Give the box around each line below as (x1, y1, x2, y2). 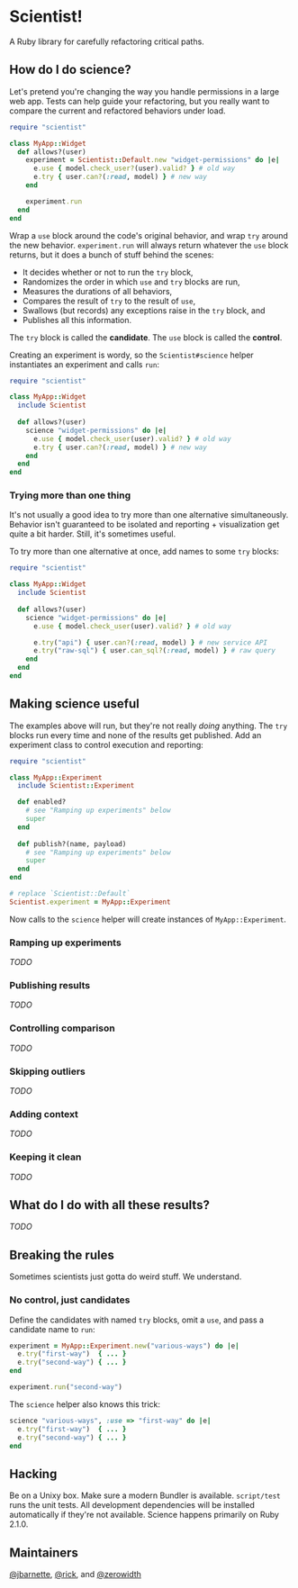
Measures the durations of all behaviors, (22, 285, 173, 296)
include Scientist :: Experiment (17, 781, 135, 790)
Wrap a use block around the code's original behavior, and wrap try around (9, 230, 288, 240)
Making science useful (9, 696, 140, 712)
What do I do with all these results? (9, 1197, 210, 1213)
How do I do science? (9, 62, 132, 77)
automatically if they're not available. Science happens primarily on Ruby (9, 1510, 279, 1520)
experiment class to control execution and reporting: (9, 739, 204, 750)
